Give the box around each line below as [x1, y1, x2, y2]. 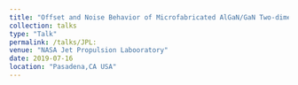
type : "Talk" [9, 29, 58, 38]
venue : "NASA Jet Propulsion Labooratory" [9, 46, 169, 55]
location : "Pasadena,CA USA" [9, 63, 117, 72]
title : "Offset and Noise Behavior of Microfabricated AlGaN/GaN [9, 12, 255, 22]
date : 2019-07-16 [9, 54, 74, 63]
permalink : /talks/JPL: [9, 37, 98, 47]
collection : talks [9, 21, 77, 30]
